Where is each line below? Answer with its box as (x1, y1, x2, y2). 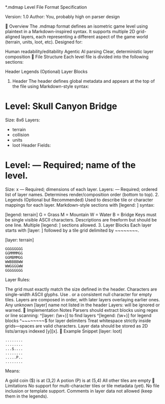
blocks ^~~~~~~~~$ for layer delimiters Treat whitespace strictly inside (5, 318, 151, 324)
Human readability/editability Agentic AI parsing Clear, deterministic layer (5, 49, 154, 54)
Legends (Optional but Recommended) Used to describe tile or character (5, 197, 154, 203)
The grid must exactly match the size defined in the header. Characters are (5, 286, 158, 292)
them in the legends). (5, 393, 48, 399)
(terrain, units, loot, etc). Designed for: (5, 39, 83, 45)
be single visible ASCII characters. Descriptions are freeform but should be (5, 217, 157, 222)
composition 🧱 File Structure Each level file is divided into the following (5, 54, 149, 60)
